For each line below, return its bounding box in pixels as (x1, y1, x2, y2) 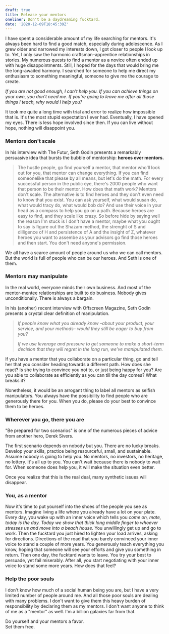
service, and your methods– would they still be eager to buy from (17, 325, 154, 332)
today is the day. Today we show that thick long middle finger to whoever (5, 520, 158, 526)
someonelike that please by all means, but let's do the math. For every (17, 175, 163, 181)
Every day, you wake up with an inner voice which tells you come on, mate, (5, 514, 161, 521)
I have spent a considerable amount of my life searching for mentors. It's (5, 35, 156, 42)
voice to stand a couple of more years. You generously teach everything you (5, 541, 164, 547)
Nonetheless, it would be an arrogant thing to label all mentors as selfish (5, 387, 155, 393)
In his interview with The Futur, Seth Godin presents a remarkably (5, 149, 141, 155)
